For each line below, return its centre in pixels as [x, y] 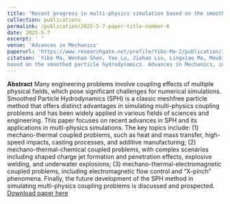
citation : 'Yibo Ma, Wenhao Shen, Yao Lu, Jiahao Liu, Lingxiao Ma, [107, 58]
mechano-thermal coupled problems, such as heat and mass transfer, [105, 135]
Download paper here [38, 193]
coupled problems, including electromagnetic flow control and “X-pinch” [109, 171]
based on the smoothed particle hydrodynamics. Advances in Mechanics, [111, 64]
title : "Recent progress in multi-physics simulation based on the [105, 13]
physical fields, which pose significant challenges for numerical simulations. [114, 91]
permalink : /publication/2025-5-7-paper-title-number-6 [88, 26]
